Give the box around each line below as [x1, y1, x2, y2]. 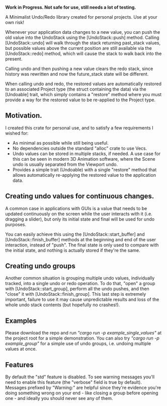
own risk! [5, 20, 24, 25]
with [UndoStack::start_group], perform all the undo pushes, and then [5, 286, 149, 292]
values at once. [5, 346, 37, 352]
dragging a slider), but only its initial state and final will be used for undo [5, 216, 155, 222]
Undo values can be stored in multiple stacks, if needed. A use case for [12, 151, 161, 157]
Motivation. [5, 111, 42, 120]
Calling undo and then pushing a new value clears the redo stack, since [5, 65, 153, 72]
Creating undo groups [5, 262, 75, 270]
